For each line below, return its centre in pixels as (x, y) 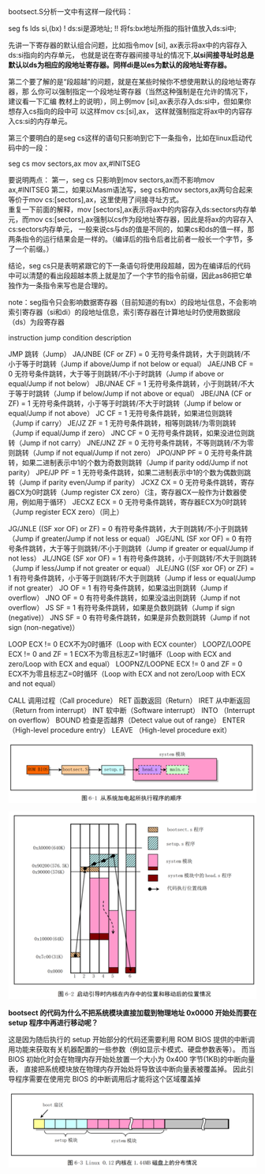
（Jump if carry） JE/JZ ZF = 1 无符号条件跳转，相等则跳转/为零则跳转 (122, 423)
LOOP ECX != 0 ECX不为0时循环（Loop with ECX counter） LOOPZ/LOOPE (130, 644)
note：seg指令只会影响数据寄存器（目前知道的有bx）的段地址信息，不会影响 (132, 302)
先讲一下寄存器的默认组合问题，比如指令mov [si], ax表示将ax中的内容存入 (128, 45)
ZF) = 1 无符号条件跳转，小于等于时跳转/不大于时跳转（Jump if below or (125, 403)
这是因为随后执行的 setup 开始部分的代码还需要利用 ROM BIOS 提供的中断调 (131, 1039)
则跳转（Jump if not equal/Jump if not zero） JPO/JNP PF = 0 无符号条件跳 (130, 453)
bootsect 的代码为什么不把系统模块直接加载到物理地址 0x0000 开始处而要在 (132, 1012)
